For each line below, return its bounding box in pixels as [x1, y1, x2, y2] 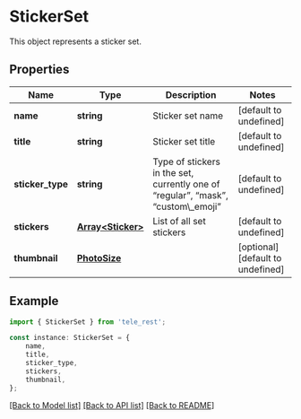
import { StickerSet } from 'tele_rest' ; [9, 317, 167, 327]
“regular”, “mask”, [151, 188, 228, 201]
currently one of [151, 178, 220, 190]
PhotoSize [76, 251, 122, 264]
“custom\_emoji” [151, 200, 222, 213]
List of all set [151, 214, 206, 227]
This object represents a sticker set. [9, 36, 142, 47]
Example [9, 293, 59, 309]
